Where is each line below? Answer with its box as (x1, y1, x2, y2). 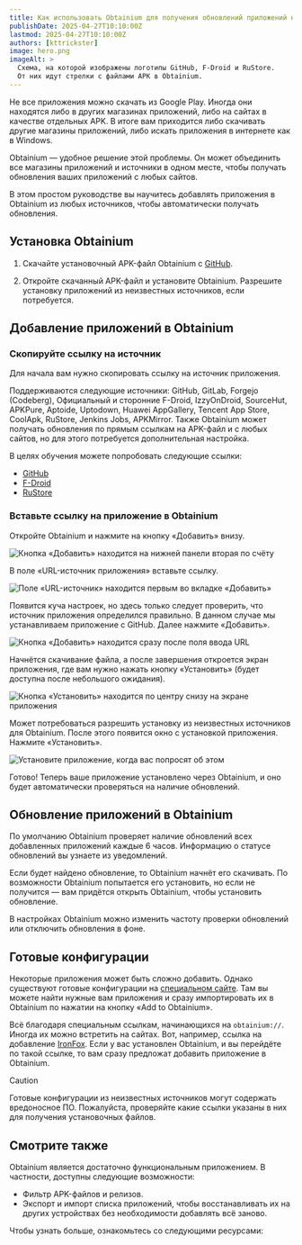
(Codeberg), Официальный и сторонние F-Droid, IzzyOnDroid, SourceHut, (9, 395, 288, 406)
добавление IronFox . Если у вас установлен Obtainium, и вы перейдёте (9, 1039, 281, 1050)
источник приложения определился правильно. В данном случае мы (9, 609, 276, 620)
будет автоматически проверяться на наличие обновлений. (9, 780, 240, 792)
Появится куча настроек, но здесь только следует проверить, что (9, 600, 263, 610)
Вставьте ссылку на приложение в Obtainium (9, 510, 218, 522)
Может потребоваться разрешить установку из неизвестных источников (9, 717, 291, 728)
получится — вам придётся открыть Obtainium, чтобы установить (9, 887, 262, 898)
